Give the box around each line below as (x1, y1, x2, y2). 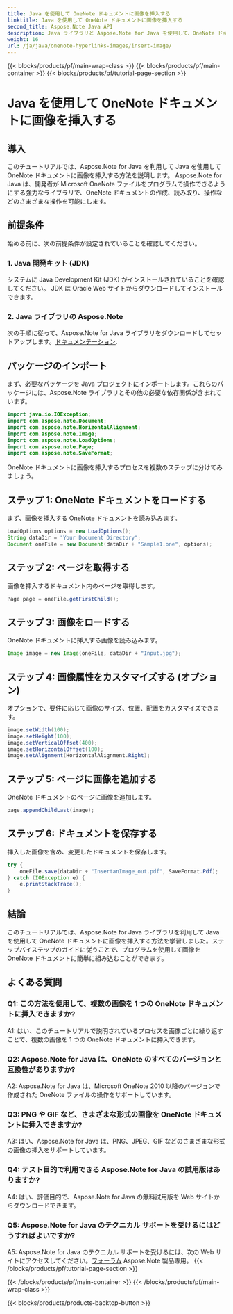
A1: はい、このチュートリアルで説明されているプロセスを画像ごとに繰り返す (7, 1026, 224, 1035)
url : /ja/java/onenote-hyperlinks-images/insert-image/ (7, 42, 172, 49)
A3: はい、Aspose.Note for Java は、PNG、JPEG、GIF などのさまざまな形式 (7, 1137, 226, 1146)
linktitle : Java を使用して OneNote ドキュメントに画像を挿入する (7, 17, 183, 24)
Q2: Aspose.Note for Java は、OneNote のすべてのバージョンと (7, 1054, 222, 1064)
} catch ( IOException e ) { (7, 874, 85, 882)
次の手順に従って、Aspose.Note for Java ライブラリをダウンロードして (7, 329, 210, 337)
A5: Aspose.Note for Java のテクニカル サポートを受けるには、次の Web (7, 1247, 214, 1256)
